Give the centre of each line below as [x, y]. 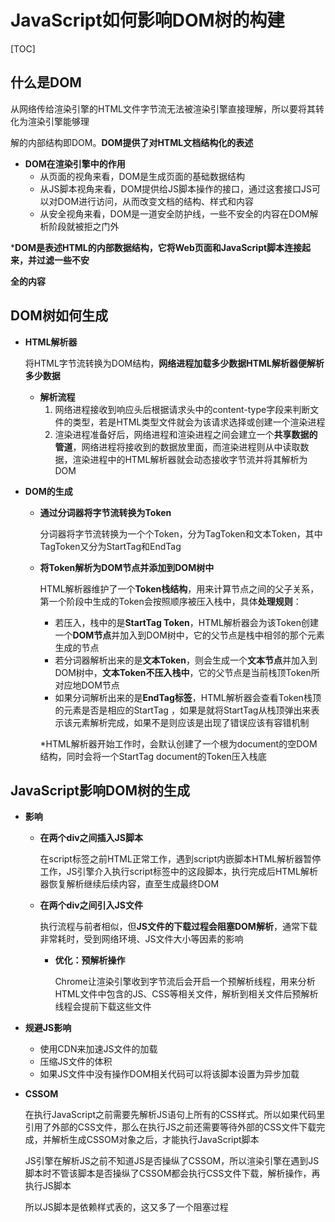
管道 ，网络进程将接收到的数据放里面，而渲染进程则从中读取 [177, 447]
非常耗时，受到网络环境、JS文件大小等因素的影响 [141, 939]
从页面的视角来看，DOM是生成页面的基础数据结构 [142, 176]
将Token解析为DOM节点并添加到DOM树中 [127, 567]
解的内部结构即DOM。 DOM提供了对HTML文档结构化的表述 [132, 142]
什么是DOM [46, 82]
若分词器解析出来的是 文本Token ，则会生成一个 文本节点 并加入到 [186, 660]
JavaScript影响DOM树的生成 [100, 790]
